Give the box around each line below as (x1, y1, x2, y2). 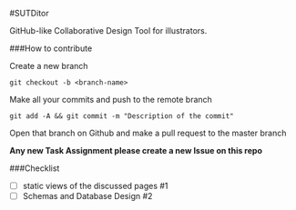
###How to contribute (9, 43, 93, 54)
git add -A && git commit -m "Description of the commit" (9, 112, 234, 121)
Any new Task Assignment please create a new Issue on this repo (9, 145, 262, 155)
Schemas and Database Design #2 (22, 191, 153, 202)
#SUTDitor (9, 8, 49, 18)
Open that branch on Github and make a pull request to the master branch (9, 127, 287, 138)
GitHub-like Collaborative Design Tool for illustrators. (9, 25, 208, 35)
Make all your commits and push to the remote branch (9, 95, 212, 105)
